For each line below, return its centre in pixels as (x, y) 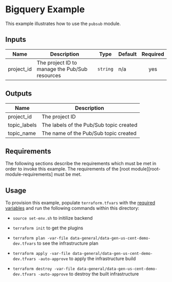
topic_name (22, 133)
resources (49, 75)
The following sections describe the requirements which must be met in (81, 163)
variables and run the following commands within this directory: (72, 208)
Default (128, 54)
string (105, 69)
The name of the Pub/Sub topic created (89, 133)
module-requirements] (29, 174)
